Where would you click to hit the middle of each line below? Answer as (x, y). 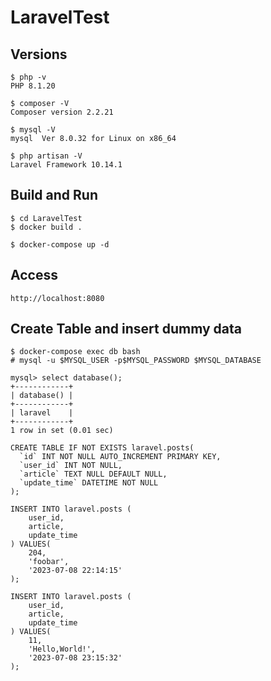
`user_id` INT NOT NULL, (71, 466)
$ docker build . (46, 227)
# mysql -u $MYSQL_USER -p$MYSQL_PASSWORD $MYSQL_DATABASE (136, 361)
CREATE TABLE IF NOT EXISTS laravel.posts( (102, 448)
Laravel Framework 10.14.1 (66, 165)
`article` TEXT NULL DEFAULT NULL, (93, 474)
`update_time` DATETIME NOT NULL (89, 483)
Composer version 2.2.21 (62, 112)
